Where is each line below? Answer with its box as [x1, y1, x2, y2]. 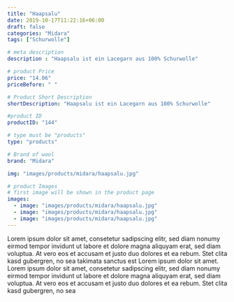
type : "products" [7, 138, 58, 145]
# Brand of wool [7, 151, 54, 158]
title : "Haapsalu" [7, 10, 61, 17]
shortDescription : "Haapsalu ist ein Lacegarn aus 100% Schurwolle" [7, 100, 211, 107]
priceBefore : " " [7, 81, 58, 88]
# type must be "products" [7, 132, 86, 139]
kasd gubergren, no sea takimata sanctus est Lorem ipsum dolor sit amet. [7, 257, 219, 265]
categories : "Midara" [7, 29, 71, 37]
